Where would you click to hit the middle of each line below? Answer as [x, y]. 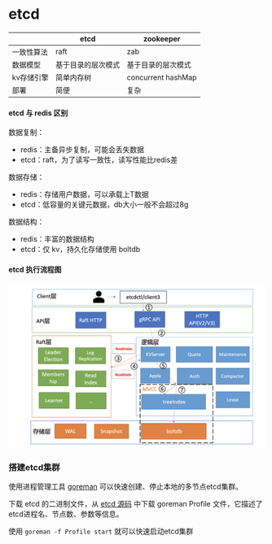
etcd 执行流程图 [35, 269]
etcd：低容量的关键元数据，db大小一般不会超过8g [104, 205]
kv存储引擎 [30, 77]
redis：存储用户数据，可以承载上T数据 [84, 194]
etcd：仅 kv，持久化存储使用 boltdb [80, 250]
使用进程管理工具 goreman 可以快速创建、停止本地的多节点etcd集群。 [125, 487]
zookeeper [162, 39]
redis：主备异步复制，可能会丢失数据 [82, 150]
